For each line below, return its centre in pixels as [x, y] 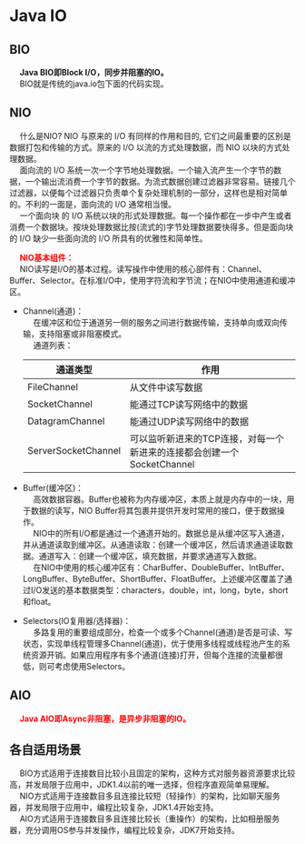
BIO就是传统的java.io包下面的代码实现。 [94, 84]
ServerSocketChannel [74, 450]
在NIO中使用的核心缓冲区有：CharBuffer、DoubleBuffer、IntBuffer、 [161, 567]
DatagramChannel [66, 421]
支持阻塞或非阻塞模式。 [83, 334]
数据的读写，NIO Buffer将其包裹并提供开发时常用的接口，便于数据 [154, 510]
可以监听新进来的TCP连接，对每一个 [207, 438]
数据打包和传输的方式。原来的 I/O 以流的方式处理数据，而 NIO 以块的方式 [146, 147]
